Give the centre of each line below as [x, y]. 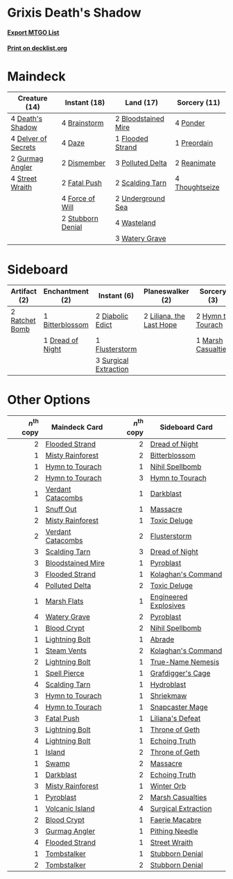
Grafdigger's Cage [180, 673]
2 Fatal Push [82, 183]
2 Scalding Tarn [141, 183]
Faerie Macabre [176, 819]
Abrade [162, 639]
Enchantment [66, 292]
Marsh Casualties [179, 797]
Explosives [168, 605]
